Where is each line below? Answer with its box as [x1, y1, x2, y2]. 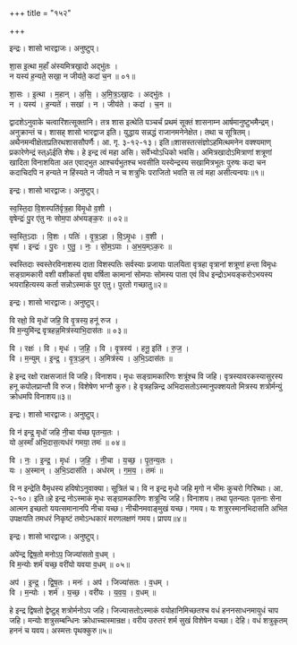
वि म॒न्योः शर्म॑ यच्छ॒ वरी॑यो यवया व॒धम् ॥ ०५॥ [9, 559, 131, 570]
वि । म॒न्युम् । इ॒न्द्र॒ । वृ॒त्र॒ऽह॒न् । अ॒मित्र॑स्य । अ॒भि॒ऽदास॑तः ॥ [9, 353, 173, 364]
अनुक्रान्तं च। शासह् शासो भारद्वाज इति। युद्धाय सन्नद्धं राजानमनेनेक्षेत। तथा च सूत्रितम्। [9, 127, 251, 137]
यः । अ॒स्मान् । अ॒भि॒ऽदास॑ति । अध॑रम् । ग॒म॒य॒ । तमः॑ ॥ [9, 465, 164, 476]
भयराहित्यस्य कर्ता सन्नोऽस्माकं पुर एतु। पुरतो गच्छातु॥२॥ [9, 279, 167, 289]
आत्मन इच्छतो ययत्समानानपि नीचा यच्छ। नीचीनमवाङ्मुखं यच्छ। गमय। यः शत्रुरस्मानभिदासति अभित [9, 503, 288, 513]
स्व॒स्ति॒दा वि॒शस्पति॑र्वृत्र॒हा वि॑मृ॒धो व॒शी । [9, 203, 113, 213]
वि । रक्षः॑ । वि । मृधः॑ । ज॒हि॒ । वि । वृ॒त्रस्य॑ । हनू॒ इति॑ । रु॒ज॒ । [9, 343, 190, 353]
